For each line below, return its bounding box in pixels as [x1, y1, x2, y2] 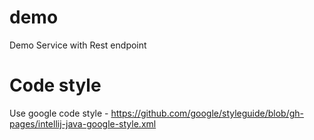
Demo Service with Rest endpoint [9, 39, 147, 51]
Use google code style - [9, 107, 109, 119]
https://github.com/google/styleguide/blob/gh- [110, 107, 305, 119]
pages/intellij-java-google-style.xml [9, 117, 157, 130]
